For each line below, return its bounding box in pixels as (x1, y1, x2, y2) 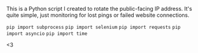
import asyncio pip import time (6, 31, 87, 37)
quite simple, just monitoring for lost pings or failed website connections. (6, 11, 189, 19)
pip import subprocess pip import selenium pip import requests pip (6, 24, 181, 30)
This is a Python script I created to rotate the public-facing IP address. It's (6, 5, 193, 12)
